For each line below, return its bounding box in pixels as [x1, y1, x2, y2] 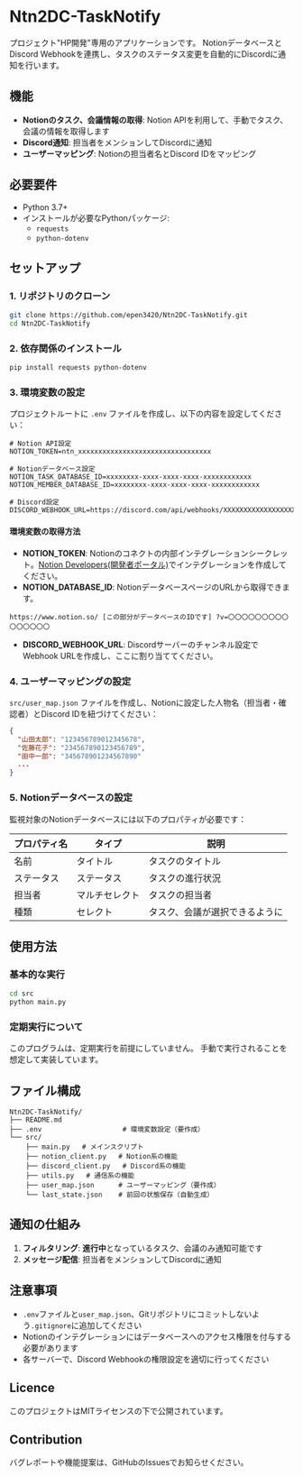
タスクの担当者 [148, 888, 213, 901]
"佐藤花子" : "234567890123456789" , [17, 743, 146, 752]
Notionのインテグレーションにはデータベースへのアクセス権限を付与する [22, 1331, 291, 1342]
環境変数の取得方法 [9, 526, 81, 537]
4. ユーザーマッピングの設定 [9, 674, 132, 687]
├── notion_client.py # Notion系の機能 [25, 1152, 179, 1161]
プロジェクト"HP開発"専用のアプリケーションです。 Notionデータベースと [9, 37, 282, 48]
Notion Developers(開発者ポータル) [38, 559, 170, 570]
